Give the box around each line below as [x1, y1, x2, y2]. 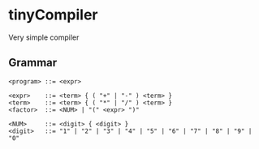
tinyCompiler [8, 6, 98, 24]
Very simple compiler [8, 32, 80, 42]
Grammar [8, 56, 58, 70]
